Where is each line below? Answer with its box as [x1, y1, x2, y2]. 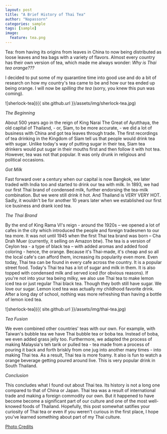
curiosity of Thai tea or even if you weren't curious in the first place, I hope [5, 408, 159, 414]
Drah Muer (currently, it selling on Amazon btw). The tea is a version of [5, 238, 151, 244]
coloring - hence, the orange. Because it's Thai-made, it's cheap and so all [5, 248, 159, 254]
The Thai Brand [5, 212, 37, 218]
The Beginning [5, 109, 35, 115]
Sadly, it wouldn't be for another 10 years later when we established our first [5, 197, 162, 203]
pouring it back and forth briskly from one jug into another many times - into [5, 346, 162, 352]
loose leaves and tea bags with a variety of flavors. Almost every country [5, 54, 156, 60]
